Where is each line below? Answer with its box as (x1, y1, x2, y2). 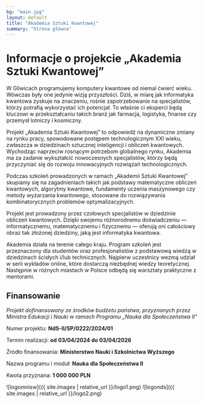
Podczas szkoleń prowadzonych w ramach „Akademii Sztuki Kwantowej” (6, 172, 188, 180)
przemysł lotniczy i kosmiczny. (6, 117, 83, 124)
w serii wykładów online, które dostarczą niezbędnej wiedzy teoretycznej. (6, 260, 191, 267)
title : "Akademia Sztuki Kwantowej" (6, 20, 99, 26)
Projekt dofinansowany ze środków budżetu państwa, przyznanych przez (6, 307, 191, 313)
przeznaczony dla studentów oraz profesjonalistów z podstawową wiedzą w (6, 247, 197, 255)
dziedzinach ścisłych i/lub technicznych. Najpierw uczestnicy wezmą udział (6, 254, 195, 261)
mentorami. (6, 273, 35, 280)
